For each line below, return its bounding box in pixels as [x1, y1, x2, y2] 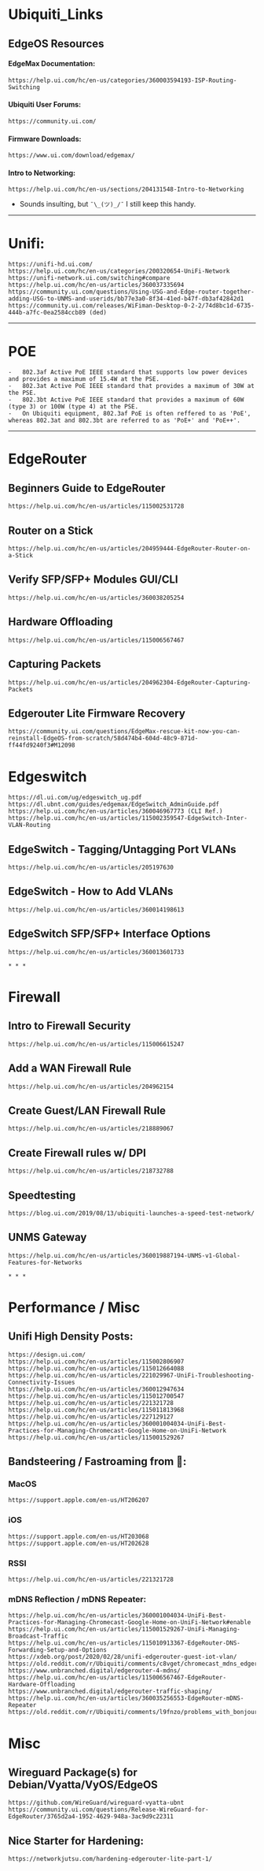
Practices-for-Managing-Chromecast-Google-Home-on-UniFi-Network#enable [8, 1619, 251, 1627]
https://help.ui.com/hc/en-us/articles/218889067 [8, 1125, 174, 1133]
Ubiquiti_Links [8, 6, 104, 24]
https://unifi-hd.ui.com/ [8, 260, 93, 269]
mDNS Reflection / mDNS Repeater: [8, 1593, 147, 1605]
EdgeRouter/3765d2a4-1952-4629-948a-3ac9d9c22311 [8, 1813, 174, 1821]
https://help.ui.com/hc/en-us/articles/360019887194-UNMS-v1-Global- [8, 1251, 241, 1259]
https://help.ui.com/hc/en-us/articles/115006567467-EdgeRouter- [8, 1674, 226, 1682]
